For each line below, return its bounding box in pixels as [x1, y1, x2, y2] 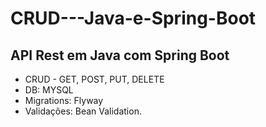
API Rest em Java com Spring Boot [10, 47, 230, 64]
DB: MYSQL [24, 84, 74, 96]
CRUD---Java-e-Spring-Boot [10, 7, 257, 30]
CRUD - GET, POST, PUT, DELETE [24, 73, 165, 85]
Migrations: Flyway [24, 95, 104, 106]
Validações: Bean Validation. [24, 105, 142, 117]
